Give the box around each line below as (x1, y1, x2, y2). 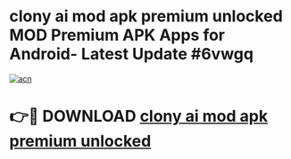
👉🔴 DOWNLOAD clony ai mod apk (9, 107, 269, 126)
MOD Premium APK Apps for (9, 25, 226, 45)
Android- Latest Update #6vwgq (9, 44, 254, 64)
